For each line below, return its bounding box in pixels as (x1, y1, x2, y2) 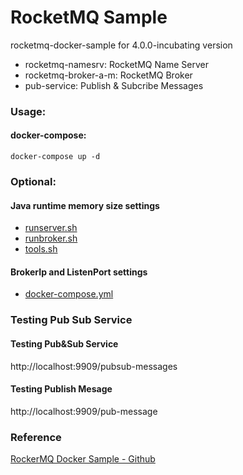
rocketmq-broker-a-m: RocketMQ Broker (24, 69, 193, 81)
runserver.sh (24, 222, 78, 234)
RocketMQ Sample (10, 6, 168, 29)
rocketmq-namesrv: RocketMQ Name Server (24, 58, 209, 70)
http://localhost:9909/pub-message (10, 405, 158, 417)
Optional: (10, 174, 57, 188)
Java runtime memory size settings (10, 199, 160, 211)
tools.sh (24, 243, 58, 255)
